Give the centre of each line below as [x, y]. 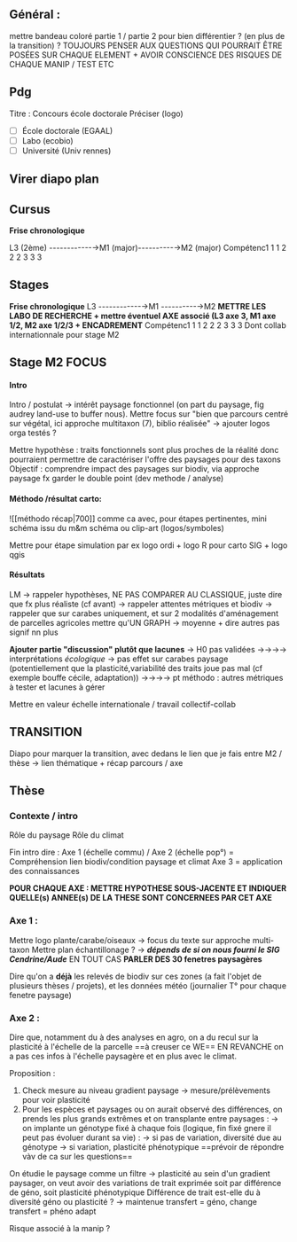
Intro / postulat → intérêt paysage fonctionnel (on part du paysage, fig [137, 405]
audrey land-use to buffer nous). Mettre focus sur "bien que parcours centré [149, 414]
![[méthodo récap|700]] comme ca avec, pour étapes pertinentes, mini [138, 519]
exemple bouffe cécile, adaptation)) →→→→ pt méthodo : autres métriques [146, 677]
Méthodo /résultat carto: [55, 499]
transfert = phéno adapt [53, 1211]
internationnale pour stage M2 [64, 334]
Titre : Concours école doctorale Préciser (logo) [96, 113]
